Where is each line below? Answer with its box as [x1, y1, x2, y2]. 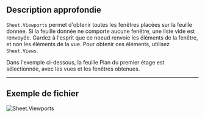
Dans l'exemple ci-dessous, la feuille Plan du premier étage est [6, 58, 165, 66]
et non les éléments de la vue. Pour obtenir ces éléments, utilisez [6, 40, 170, 47]
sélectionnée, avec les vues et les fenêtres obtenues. [6, 65, 140, 72]
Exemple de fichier [6, 88, 79, 99]
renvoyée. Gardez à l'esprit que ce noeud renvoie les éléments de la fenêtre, [6, 33, 198, 41]
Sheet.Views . [6, 47, 38, 54]
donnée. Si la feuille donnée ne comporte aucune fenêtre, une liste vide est [6, 27, 195, 35]
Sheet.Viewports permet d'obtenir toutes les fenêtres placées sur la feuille [6, 21, 192, 28]
